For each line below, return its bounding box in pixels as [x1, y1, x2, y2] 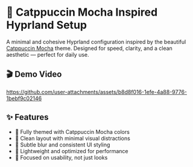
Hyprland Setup [6, 18, 87, 32]
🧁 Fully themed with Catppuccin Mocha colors [14, 128, 130, 135]
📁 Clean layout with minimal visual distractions [14, 134, 131, 142]
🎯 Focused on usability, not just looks [14, 154, 108, 161]
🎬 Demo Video [6, 69, 62, 80]
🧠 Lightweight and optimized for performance [14, 147, 128, 154]
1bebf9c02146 [6, 95, 42, 102]
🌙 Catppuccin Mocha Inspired [6, 5, 158, 19]
